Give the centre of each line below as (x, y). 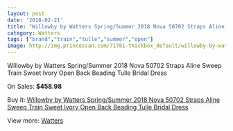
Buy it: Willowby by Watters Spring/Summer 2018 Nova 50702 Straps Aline (114, 100)
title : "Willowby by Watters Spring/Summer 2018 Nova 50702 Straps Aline (116, 26)
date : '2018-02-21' (35, 20)
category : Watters (34, 33)
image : (17, 46)
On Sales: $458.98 (35, 86)
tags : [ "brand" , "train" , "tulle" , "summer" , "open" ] (80, 40)
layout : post (26, 14)
